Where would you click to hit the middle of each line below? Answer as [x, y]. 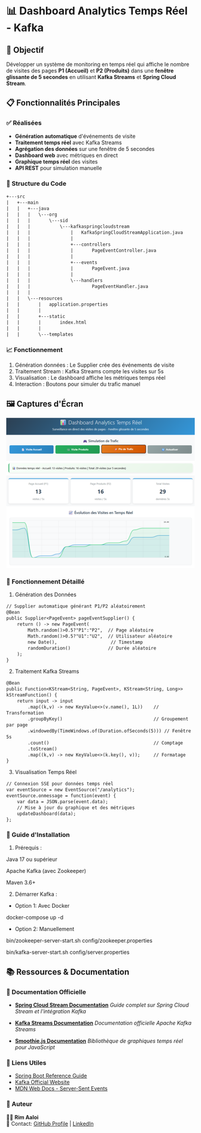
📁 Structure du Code [36, 183]
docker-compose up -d [35, 917]
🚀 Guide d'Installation [38, 835]
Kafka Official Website [42, 1082]
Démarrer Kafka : [36, 894]
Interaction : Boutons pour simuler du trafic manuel [77, 384]
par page [17, 725]
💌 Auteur [19, 1104]
